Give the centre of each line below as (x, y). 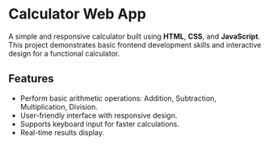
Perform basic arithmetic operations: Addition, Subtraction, (118, 98)
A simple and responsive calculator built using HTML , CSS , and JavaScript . (134, 36)
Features (31, 79)
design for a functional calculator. (64, 53)
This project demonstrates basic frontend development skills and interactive (135, 44)
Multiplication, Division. (59, 106)
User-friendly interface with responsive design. (99, 115)
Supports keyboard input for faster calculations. (99, 124)
